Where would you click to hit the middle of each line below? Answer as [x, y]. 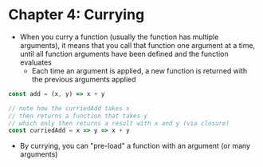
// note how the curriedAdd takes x [69, 108]
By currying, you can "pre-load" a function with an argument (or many [135, 146]
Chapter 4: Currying [77, 15]
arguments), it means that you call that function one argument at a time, [137, 45]
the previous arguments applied [84, 79]
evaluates [35, 62]
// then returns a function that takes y [78, 116]
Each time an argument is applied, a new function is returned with [139, 70]
